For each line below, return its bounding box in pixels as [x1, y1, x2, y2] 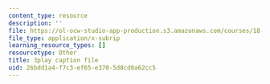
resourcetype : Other [8, 49, 78, 57]
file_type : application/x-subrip [8, 34, 121, 42]
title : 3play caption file [8, 57, 99, 65]
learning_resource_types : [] [8, 42, 106, 50]
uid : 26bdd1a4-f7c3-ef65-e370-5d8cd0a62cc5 [8, 64, 157, 72]
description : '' [8, 19, 63, 27]
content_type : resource [8, 11, 88, 20]
